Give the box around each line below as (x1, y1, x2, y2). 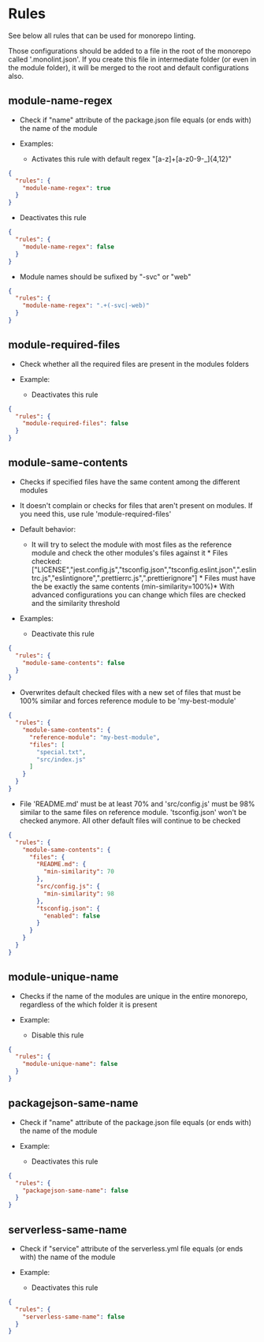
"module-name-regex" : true (22, 184, 111, 192)
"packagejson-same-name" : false (22, 1187, 128, 1194)
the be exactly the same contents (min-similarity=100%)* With (31, 581, 235, 591)
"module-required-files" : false (22, 420, 128, 428)
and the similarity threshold (31, 598, 121, 607)
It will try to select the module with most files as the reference (31, 540, 232, 549)
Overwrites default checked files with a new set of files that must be (19, 688, 242, 697)
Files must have (204, 573, 256, 582)
